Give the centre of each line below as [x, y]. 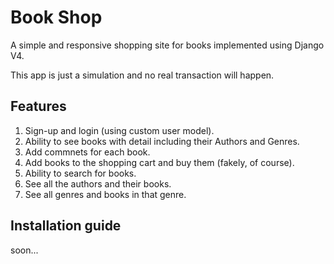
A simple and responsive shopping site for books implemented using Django [167, 45]
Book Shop [56, 17]
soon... [24, 250]
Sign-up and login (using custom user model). [119, 130]
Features [38, 106]
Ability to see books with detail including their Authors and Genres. [162, 141]
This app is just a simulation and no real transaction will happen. [142, 75]
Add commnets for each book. [87, 152]
